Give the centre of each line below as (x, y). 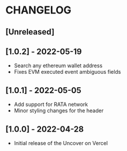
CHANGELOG (38, 10)
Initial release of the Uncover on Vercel (61, 143)
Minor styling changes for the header (59, 111)
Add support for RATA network (51, 104)
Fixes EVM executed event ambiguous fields (67, 72)
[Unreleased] (30, 32)
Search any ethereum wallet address (58, 66)
